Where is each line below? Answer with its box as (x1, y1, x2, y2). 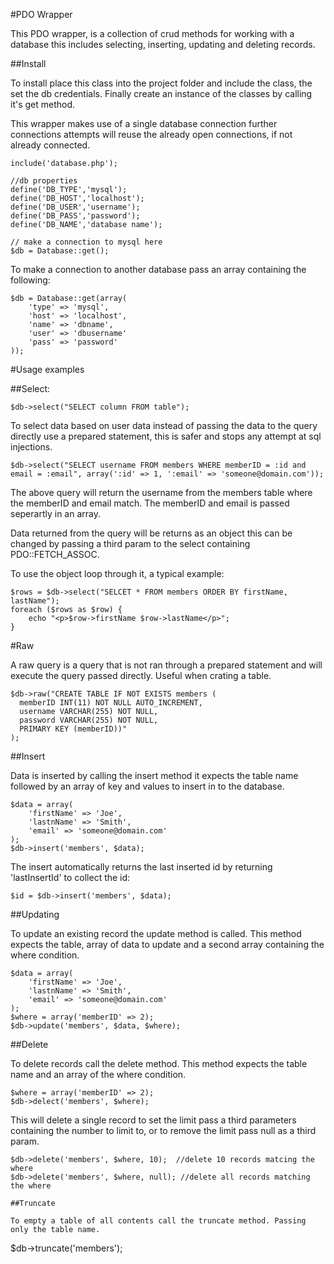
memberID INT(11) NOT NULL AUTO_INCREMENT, (19, 698, 203, 708)
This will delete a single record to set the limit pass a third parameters (10, 1114, 297, 1126)
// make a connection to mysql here (10, 237, 163, 247)
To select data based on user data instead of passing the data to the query (10, 420, 318, 431)
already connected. (10, 139, 91, 151)
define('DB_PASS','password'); (10, 211, 141, 221)
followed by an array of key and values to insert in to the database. (10, 780, 285, 792)
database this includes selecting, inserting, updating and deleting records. (10, 39, 316, 50)
